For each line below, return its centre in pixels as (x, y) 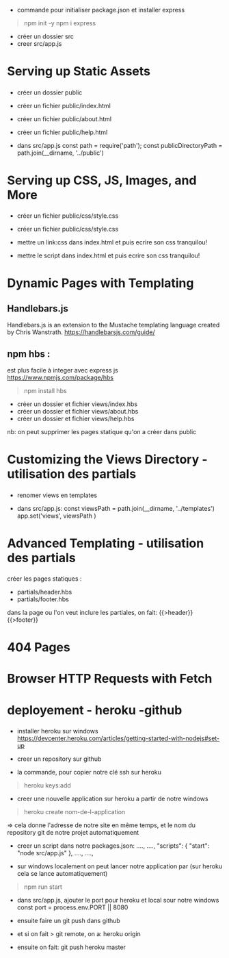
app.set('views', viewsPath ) (57, 516)
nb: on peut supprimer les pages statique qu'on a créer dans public (102, 431)
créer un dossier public (50, 92)
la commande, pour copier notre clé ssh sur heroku (89, 772)
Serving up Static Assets (79, 72)
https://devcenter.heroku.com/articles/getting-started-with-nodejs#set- (118, 738)
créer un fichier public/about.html (64, 118)
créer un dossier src (45, 36)
